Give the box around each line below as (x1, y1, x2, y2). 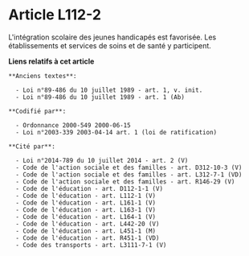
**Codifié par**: (8, 107, 67, 115)
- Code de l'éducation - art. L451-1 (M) (15, 227, 157, 235)
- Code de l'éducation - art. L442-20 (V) (15, 220, 160, 228)
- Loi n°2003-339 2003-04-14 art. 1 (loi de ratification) (15, 128, 218, 136)
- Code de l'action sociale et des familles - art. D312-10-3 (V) (15, 163, 243, 171)
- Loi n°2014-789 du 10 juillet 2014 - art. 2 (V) (15, 156, 189, 164)
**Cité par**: (8, 142, 56, 151)
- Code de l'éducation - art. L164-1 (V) (15, 213, 157, 221)
